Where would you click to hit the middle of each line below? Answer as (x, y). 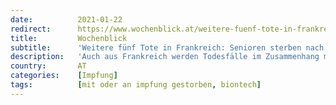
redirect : (31, 29)
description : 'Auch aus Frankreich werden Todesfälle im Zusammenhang (165, 57)
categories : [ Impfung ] (64, 76)
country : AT (48, 66)
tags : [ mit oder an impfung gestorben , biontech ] (136, 85)
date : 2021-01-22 (66, 19)
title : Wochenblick (69, 38)
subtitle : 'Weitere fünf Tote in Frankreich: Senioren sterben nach (167, 47)
